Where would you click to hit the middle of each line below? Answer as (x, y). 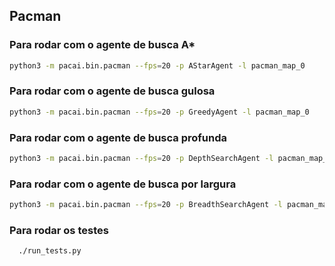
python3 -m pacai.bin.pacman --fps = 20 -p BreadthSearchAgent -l (146, 205)
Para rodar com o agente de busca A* (102, 45)
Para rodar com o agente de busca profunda (118, 137)
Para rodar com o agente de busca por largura (123, 184)
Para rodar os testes (59, 230)
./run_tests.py (50, 251)
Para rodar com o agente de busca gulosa (112, 91)
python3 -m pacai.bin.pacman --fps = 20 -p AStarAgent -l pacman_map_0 (157, 65)
